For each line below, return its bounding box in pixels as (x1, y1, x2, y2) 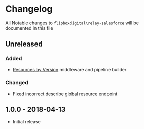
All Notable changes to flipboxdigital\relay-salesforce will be (5, 20, 139, 26)
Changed (5, 79, 29, 86)
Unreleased (5, 40, 43, 49)
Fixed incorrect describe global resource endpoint (12, 91, 118, 97)
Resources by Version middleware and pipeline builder (12, 66, 127, 72)
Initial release (12, 118, 41, 124)
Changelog (5, 3, 53, 15)
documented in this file (5, 25, 53, 31)
